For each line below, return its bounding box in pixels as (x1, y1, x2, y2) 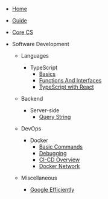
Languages (21, 52, 49, 59)
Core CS (11, 29, 33, 36)
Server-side (30, 107, 60, 114)
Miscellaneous (21, 174, 57, 181)
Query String (39, 113, 71, 120)
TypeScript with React (39, 83, 95, 90)
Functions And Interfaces (39, 77, 102, 84)
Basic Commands (39, 143, 83, 150)
